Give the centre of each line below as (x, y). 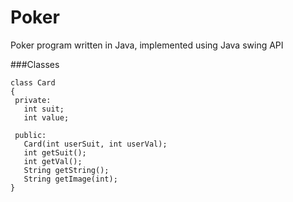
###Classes (35, 64)
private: (33, 100)
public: (30, 135)
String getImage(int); (70, 179)
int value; (46, 117)
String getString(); (66, 170)
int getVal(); (53, 161)
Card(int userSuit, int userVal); (95, 144)
